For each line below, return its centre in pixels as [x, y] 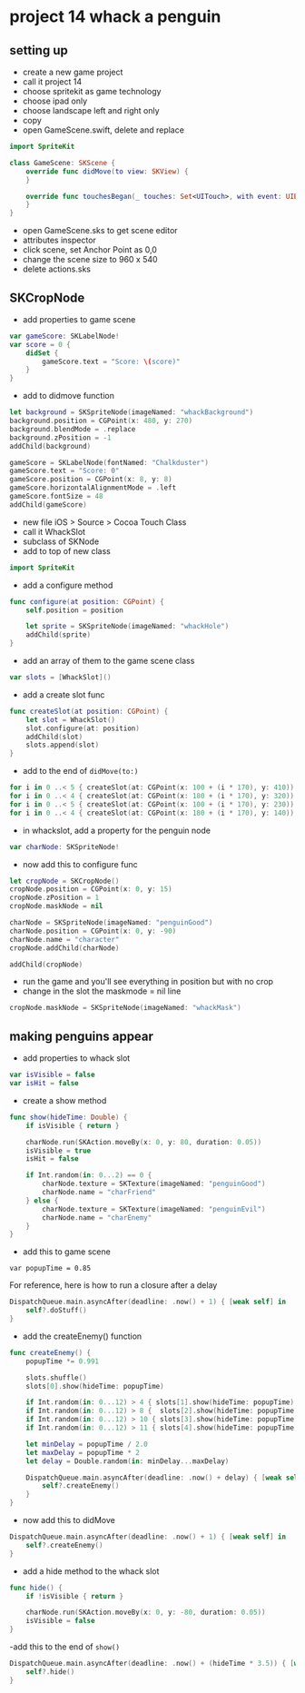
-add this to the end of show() [65, 1647]
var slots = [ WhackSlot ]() [60, 678]
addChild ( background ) [50, 446]
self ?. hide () [50, 1672]
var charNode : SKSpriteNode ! [64, 846]
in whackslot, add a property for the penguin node [117, 830]
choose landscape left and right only [91, 110]
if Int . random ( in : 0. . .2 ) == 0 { [89, 1175]
